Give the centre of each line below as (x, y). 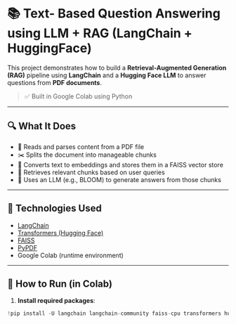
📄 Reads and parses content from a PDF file (81, 147)
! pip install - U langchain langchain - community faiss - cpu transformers (114, 313)
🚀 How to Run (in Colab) (60, 284)
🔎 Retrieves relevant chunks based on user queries (91, 172)
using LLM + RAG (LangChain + (100, 33)
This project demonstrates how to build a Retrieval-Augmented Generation (117, 67)
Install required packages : (57, 301)
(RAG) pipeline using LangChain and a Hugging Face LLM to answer (107, 75)
